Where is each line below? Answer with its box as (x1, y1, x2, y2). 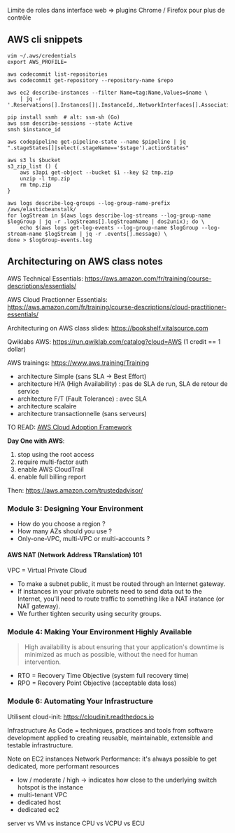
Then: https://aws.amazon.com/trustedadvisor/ (7, 486, 143, 494)
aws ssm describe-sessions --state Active (7, 119, 133, 127)
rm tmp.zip (20, 181, 52, 188)
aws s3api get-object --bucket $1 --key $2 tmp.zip (20, 168, 173, 176)
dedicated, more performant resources (7, 761, 120, 771)
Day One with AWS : (7, 437, 65, 445)
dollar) (7, 345, 26, 353)
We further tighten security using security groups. (17, 610, 162, 618)
